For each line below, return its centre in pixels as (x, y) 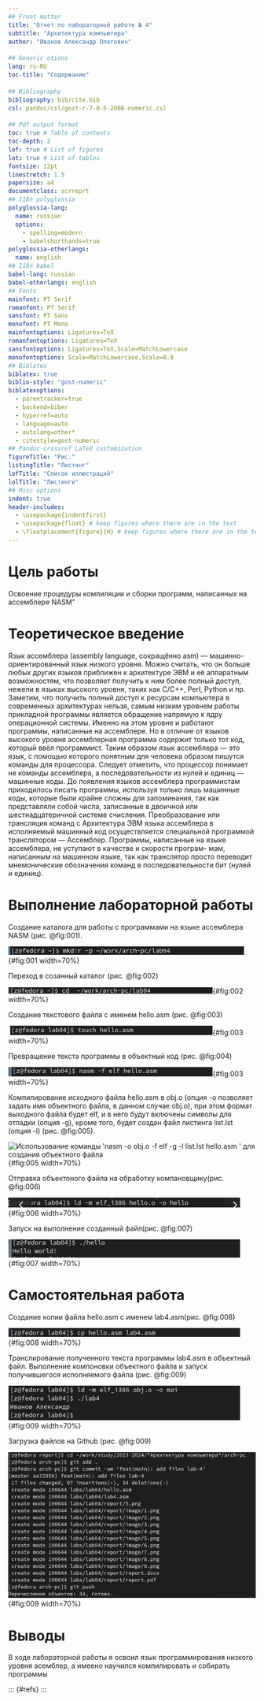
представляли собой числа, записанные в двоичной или (103, 806)
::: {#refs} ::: (27, 1689)
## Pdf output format (44, 125)
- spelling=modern (52, 232)
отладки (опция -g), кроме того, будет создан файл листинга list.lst (121, 1122)
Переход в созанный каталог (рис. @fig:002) (83, 975)
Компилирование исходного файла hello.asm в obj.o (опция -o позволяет (130, 1097)
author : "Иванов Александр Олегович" (70, 42)
